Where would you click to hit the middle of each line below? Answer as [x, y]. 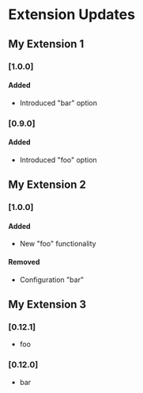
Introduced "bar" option [58, 103]
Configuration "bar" [52, 280]
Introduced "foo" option [58, 159]
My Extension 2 [47, 185]
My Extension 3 [47, 304]
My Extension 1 [46, 44]
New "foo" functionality [58, 244]
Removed [24, 261]
